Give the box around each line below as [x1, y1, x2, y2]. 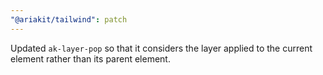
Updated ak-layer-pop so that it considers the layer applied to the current [10, 42, 313, 54]
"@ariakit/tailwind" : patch [10, 14, 128, 25]
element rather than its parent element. [10, 52, 171, 65]
